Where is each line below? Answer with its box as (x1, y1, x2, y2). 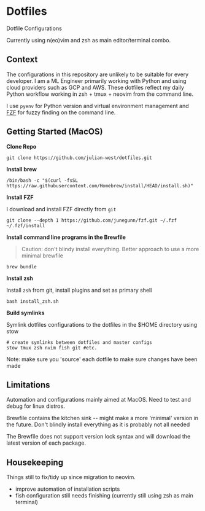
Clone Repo (6, 142, 37, 150)
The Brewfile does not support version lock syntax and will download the (6, 433, 191, 440)
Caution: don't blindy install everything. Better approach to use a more (21, 245, 199, 252)
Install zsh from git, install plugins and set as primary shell (6, 286, 152, 294)
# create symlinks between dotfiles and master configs (6, 339, 152, 345)
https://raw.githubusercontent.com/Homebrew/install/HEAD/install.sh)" (6, 182, 193, 189)
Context (6, 54, 38, 65)
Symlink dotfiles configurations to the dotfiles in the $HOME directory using (6, 321, 198, 328)
